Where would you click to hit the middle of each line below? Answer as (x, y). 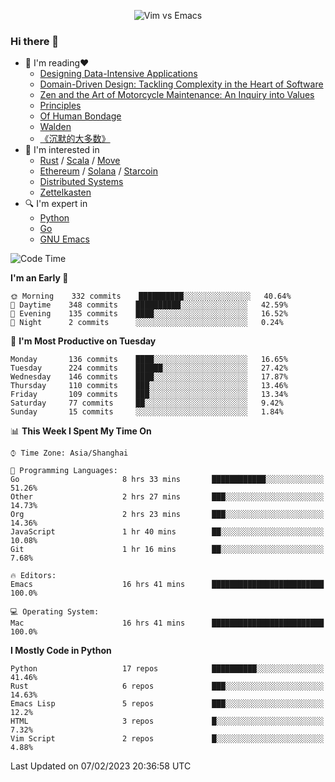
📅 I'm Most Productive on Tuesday (83, 341)
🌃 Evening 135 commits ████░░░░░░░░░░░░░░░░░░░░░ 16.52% (149, 314)
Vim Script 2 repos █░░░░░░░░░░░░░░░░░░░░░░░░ (167, 739)
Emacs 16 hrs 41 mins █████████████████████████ (167, 585)
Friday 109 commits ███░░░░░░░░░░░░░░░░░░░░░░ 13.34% (149, 395)
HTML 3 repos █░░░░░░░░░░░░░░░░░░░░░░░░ (167, 721)
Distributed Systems (81, 182)
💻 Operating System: (55, 612)
